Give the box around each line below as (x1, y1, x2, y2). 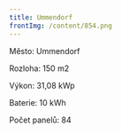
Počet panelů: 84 (9, 114, 72, 125)
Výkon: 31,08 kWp (9, 80, 75, 91)
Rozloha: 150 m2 (9, 63, 70, 74)
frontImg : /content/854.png (9, 21, 113, 30)
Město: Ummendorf (9, 45, 81, 56)
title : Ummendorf (9, 12, 73, 22)
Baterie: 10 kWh (9, 97, 66, 107)
